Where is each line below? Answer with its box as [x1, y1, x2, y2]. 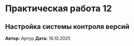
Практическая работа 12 [5, 3, 112, 14]
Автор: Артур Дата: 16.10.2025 [5, 35, 70, 41]
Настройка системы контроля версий [5, 23, 130, 31]
